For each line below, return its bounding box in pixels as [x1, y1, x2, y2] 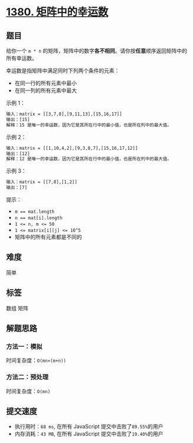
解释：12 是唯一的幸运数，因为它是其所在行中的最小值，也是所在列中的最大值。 [6, 156, 172, 162]
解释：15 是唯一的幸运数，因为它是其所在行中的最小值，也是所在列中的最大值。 [6, 122, 172, 128]
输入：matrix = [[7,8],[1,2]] [6, 179, 78, 185]
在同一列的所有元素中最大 [14, 87, 77, 94]
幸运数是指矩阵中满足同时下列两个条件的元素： [6, 67, 119, 74]
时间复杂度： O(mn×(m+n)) [6, 357, 66, 364]
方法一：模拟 [6, 342, 43, 350]
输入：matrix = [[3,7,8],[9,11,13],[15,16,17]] [6, 111, 122, 117]
